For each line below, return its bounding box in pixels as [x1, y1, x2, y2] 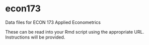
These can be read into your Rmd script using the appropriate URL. [5, 29, 144, 35]
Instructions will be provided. [5, 34, 65, 40]
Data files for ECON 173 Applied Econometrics [5, 19, 101, 25]
